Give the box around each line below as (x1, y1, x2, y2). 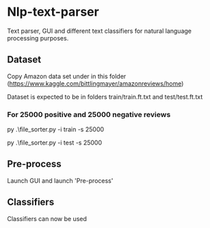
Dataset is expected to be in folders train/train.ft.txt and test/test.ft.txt (7, 92, 203, 101)
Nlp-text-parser (7, 4, 99, 20)
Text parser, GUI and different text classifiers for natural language (7, 27, 192, 35)
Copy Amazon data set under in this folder (7, 72, 127, 80)
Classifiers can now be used (7, 214, 88, 223)
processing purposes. (7, 34, 69, 42)
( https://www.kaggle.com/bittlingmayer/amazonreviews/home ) (7, 79, 184, 88)
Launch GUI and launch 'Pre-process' (7, 176, 114, 185)
